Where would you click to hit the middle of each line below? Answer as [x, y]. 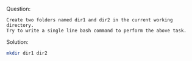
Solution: [17, 42]
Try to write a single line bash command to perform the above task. [97, 30]
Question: [19, 9]
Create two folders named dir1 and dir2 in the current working [90, 20]
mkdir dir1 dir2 [27, 53]
